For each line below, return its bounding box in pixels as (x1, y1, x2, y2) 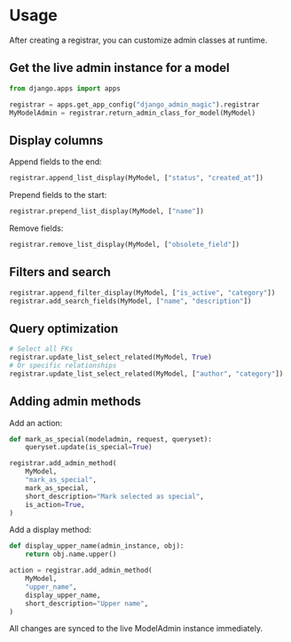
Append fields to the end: (9, 156, 102, 167)
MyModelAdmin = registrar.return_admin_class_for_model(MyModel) (9, 108, 256, 117)
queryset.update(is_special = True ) (25, 443, 153, 452)
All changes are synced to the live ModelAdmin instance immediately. (9, 623, 263, 634)
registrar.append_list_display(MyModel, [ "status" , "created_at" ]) (9, 174, 264, 183)
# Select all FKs (9, 345, 74, 353)
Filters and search (9, 265, 111, 280)
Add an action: (9, 417, 63, 428)
